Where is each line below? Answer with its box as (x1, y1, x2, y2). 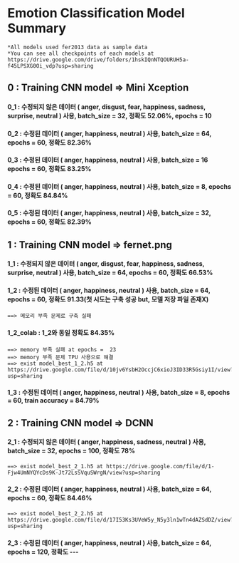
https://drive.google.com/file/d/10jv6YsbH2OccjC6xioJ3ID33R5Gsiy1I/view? (7, 366, 234, 373)
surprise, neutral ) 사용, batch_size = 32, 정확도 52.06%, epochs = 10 (7, 111, 212, 120)
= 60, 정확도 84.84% (7, 191, 68, 200)
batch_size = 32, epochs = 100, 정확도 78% (7, 447, 135, 455)
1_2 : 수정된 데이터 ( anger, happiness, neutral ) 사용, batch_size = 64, (7, 286, 211, 294)
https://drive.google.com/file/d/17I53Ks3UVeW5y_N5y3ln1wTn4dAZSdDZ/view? (7, 517, 234, 524)
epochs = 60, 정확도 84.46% (7, 494, 92, 502)
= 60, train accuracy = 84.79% (7, 396, 100, 405)
